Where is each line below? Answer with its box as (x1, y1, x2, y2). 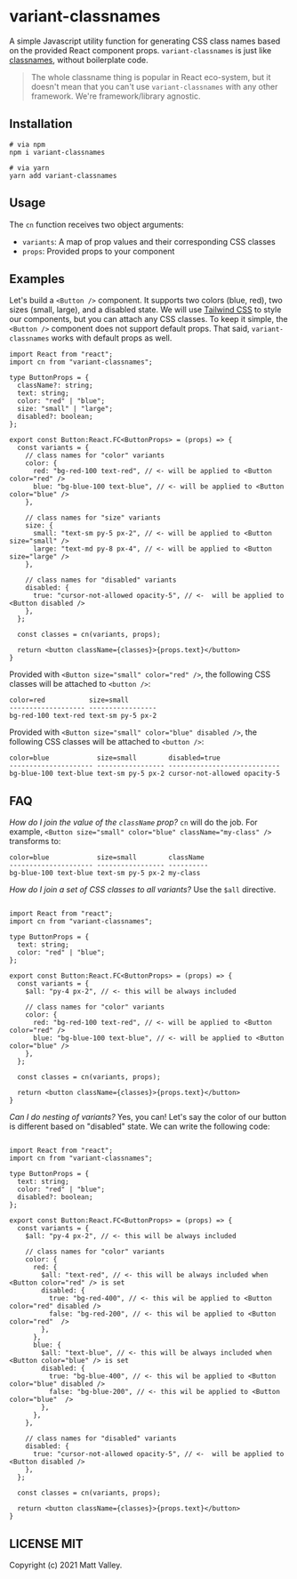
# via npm (9, 140, 46, 149)
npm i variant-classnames (9, 148, 105, 157)
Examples (9, 271, 65, 286)
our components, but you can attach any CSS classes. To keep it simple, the (9, 314, 288, 325)
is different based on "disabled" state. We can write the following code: (9, 1121, 270, 1132)
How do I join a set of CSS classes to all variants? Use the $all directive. (9, 884, 277, 895)
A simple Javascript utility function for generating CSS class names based (9, 36, 281, 46)
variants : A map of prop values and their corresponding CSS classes (21, 236, 276, 246)
